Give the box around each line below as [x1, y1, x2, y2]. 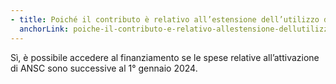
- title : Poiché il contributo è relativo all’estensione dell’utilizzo [10, 14, 320, 25]
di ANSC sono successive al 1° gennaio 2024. [10, 62, 198, 74]
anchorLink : [19, 24, 70, 34]
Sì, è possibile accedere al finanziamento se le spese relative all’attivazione [10, 51, 320, 63]
